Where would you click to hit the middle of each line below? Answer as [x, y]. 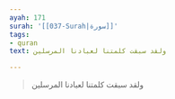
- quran [24, 43]
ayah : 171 [28, 18]
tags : [19, 34]
